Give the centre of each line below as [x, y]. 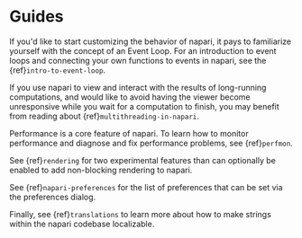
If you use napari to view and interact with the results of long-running [138, 87]
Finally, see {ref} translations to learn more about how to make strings [141, 214]
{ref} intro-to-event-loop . [58, 70]
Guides [37, 17]
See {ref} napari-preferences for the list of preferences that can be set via [146, 187]
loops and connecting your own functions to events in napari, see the [138, 60]
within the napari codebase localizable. [82, 224]
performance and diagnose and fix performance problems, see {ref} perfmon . [151, 143]
